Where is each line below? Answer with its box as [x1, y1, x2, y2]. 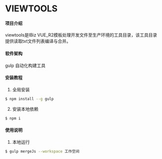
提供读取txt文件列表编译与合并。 [5, 38, 71, 44]
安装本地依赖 [12, 106, 38, 112]
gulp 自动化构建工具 [5, 62, 46, 68]
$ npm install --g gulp [5, 96, 54, 101]
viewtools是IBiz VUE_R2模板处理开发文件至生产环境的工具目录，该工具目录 [5, 32, 158, 38]
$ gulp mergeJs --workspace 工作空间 [5, 149, 80, 154]
